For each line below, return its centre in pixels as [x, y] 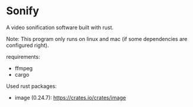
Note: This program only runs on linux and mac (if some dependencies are [97, 39]
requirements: [23, 56]
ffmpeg [24, 68]
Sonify [23, 11]
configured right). [28, 45]
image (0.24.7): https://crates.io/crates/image [70, 97]
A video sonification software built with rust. [60, 27]
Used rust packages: [32, 86]
